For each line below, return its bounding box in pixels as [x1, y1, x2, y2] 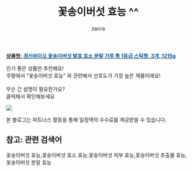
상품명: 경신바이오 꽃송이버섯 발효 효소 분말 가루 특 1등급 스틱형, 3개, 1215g [6, 52, 176, 59]
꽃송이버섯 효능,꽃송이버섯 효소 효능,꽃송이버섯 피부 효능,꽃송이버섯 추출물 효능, [6, 151, 187, 158]
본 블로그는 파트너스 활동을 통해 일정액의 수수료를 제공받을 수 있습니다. [6, 116, 167, 123]
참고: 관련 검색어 [6, 135, 63, 145]
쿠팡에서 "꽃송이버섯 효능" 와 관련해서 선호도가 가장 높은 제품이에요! [6, 72, 161, 79]
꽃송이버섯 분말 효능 [6, 159, 51, 166]
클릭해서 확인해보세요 [6, 93, 55, 100]
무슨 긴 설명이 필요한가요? [6, 85, 66, 92]
